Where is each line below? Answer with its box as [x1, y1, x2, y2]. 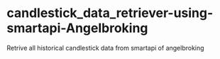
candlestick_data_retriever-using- [6, 5, 214, 21]
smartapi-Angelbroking [6, 20, 148, 36]
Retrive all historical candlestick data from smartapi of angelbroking [6, 43, 204, 52]
